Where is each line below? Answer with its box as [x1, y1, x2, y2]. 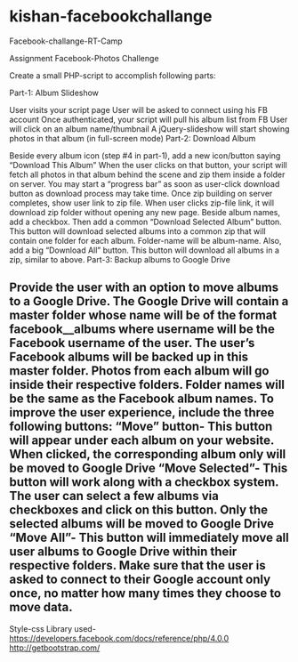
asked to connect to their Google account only [9, 572, 271, 587]
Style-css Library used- [9, 623, 96, 634]
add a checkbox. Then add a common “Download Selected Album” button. [9, 216, 282, 227]
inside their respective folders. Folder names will [9, 377, 286, 392]
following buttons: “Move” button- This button [9, 419, 273, 434]
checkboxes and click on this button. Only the [9, 503, 269, 518]
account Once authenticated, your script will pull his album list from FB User [9, 114, 288, 125]
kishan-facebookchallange [9, 6, 213, 27]
